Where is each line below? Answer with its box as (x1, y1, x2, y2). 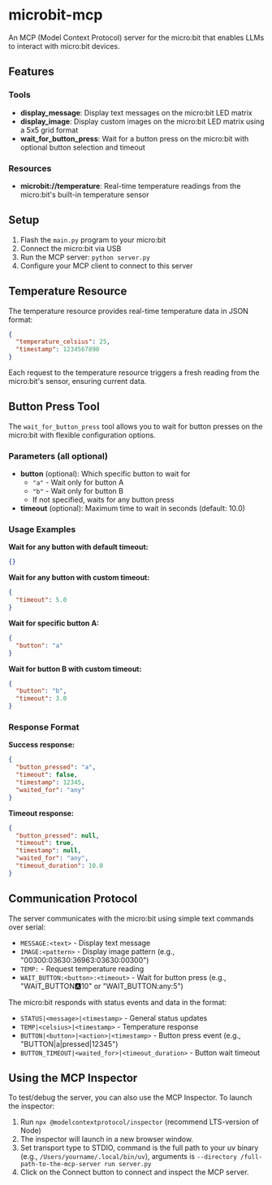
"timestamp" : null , (15, 847, 82, 855)
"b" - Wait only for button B (32, 486, 124, 496)
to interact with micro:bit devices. (8, 41, 120, 50)
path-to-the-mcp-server (19, 1161, 101, 1169)
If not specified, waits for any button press (32, 494, 175, 505)
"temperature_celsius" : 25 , (15, 338, 111, 346)
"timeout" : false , (15, 771, 79, 779)
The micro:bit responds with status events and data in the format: (8, 997, 227, 1007)
